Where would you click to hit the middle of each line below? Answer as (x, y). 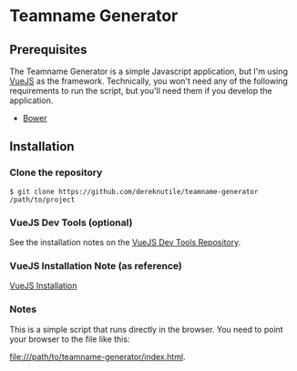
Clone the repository (56, 172)
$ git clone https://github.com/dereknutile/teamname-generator (134, 191)
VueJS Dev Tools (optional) (71, 222)
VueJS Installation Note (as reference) (96, 265)
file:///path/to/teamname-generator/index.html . (97, 356)
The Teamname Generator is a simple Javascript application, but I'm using (149, 71)
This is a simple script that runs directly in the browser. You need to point (147, 329)
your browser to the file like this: (70, 339)
